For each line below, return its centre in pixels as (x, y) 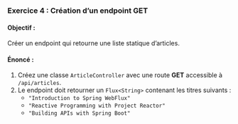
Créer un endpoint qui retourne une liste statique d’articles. (93, 43)
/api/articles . (39, 83)
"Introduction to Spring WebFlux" (79, 98)
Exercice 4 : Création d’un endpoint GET (78, 11)
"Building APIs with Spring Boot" (79, 113)
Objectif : (21, 28)
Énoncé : (21, 60)
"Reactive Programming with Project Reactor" (97, 106)
